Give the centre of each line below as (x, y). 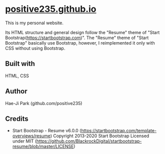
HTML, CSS (17, 76)
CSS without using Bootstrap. (35, 48)
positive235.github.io (51, 9)
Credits (17, 119)
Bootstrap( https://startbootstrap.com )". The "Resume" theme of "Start (77, 38)
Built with (20, 64)
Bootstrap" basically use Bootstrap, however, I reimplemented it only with (80, 43)
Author (16, 91)
